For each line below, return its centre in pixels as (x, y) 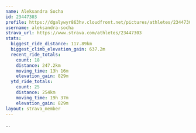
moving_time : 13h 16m (42, 71)
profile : (16, 22)
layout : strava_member (33, 109)
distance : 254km (36, 92)
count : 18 (28, 60)
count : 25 (28, 87)
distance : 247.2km (38, 65)
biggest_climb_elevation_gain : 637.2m (58, 49)
